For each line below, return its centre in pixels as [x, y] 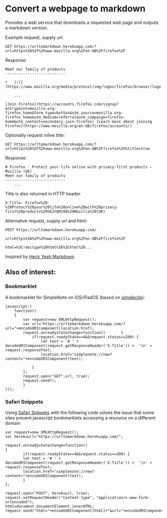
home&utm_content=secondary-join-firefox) [50, 122]
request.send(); [40, 381]
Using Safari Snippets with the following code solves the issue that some [80, 412]
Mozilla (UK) [19, 171]
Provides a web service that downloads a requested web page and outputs [82, 22]
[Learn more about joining [124, 122]
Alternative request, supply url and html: [46, 221]
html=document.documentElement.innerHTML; [50, 506]
